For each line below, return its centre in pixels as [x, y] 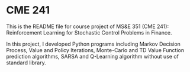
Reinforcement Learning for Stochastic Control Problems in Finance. [89, 32]
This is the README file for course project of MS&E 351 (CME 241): [88, 26]
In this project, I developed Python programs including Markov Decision [93, 44]
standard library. [26, 63]
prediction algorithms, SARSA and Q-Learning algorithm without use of [93, 56]
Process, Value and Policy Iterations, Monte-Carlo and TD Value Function [95, 50]
